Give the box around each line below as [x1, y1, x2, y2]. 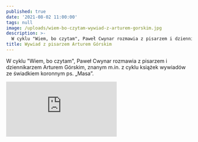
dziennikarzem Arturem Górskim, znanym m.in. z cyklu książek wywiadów [6, 63, 186, 70]
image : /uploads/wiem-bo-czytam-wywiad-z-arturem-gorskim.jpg [6, 25, 162, 31]
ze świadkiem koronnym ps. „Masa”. [6, 70, 94, 77]
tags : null [6, 19, 33, 25]
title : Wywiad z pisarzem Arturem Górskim [6, 42, 112, 48]
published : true [6, 8, 46, 15]
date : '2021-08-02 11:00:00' [6, 14, 78, 20]
